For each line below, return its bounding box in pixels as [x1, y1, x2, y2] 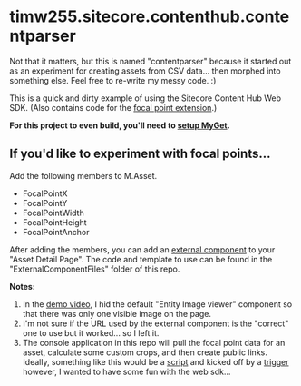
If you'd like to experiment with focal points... [9, 146, 271, 162]
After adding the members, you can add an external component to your [9, 243, 276, 255]
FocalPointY [22, 197, 68, 208]
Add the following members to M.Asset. [9, 170, 158, 181]
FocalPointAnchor [22, 226, 90, 237]
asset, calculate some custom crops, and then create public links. [22, 347, 267, 358]
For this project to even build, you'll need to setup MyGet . [9, 120, 230, 131]
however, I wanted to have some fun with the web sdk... [22, 366, 231, 377]
